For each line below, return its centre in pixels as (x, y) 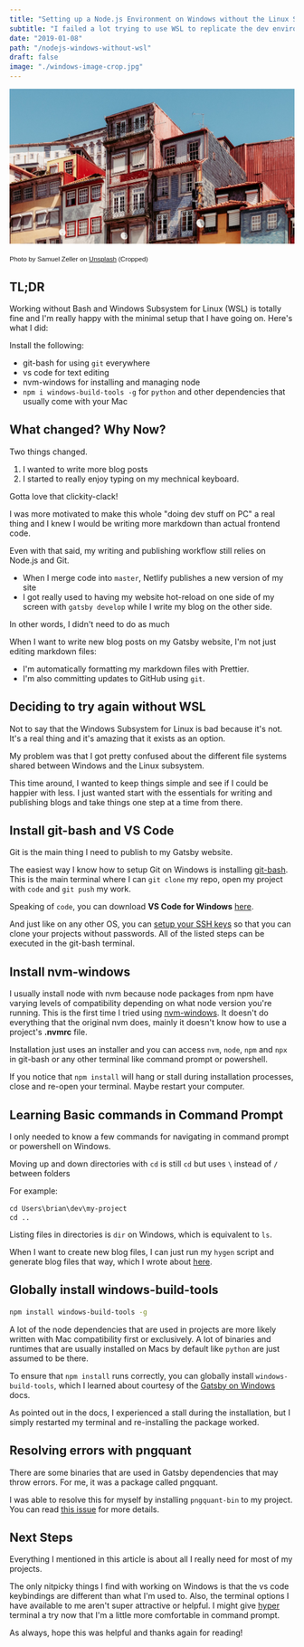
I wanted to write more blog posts (85, 469)
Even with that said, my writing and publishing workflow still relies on (138, 550)
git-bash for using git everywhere (86, 363)
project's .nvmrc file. (48, 1033)
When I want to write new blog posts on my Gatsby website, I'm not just (143, 642)
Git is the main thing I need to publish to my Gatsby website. (121, 852)
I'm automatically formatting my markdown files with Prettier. (136, 669)
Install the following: (47, 345)
